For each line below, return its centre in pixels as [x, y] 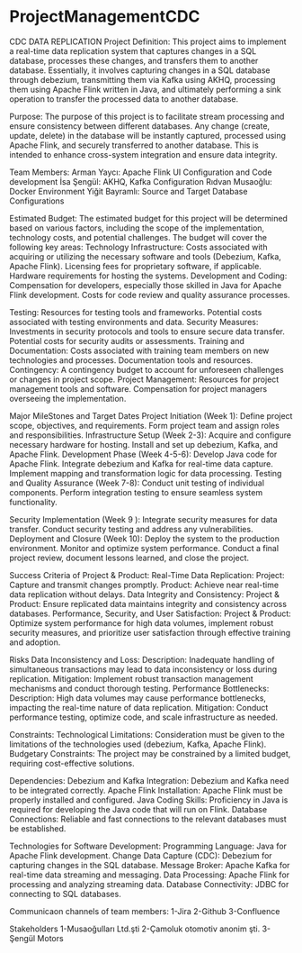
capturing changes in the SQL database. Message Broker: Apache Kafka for [150, 865]
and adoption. [35, 642]
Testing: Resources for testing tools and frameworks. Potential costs [136, 312]
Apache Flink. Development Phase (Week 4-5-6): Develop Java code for [143, 454]
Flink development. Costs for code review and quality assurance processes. [150, 295]
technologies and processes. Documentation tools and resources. [131, 360]
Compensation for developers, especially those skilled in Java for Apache [146, 285]
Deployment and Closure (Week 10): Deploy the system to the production [145, 539]
